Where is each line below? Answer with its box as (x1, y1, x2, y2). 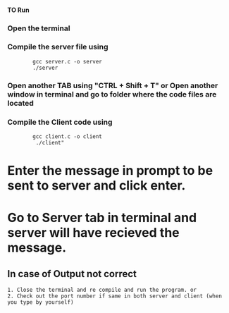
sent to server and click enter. (7, 178, 186, 194)
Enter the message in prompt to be (7, 163, 213, 179)
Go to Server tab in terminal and (7, 210, 197, 226)
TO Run (7, 6, 30, 14)
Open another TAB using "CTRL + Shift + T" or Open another (7, 80, 218, 90)
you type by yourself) (7, 299, 74, 306)
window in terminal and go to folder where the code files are (7, 89, 217, 99)
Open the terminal (7, 23, 70, 33)
